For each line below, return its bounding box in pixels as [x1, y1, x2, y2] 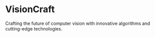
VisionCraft [5, 4, 55, 15]
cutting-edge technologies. [5, 25, 63, 31]
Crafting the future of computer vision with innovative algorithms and [5, 20, 150, 26]
